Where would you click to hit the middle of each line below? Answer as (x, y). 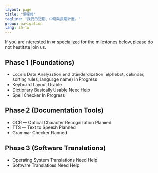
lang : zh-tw (17, 28)
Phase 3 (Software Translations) (55, 148)
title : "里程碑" (21, 14)
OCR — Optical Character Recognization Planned (62, 122)
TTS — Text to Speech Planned (44, 127)
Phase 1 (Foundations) (40, 62)
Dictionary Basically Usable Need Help (51, 90)
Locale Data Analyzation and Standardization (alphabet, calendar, (78, 74)
